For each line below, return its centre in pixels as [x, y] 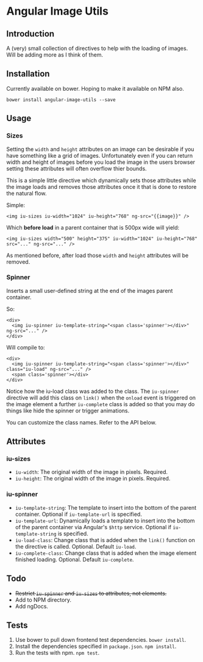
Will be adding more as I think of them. [55, 55]
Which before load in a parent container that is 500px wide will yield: [93, 227]
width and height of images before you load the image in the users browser [101, 162]
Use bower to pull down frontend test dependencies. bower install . [101, 640]
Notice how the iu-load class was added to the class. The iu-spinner [93, 391]
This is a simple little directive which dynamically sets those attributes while [101, 180]
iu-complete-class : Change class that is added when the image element [106, 553]
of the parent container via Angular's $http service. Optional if [93, 527]
